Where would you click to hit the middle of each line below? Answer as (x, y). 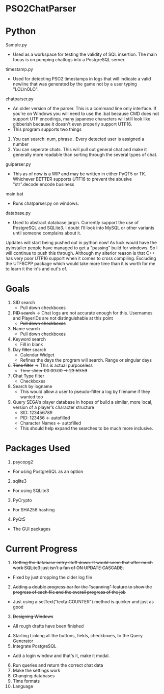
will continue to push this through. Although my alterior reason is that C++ (80, 253)
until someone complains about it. (47, 233)
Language (23, 686)
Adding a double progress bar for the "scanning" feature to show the (82, 587)
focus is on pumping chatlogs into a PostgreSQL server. (69, 60)
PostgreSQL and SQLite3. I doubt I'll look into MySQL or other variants (83, 228)
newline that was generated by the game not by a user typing (75, 84)
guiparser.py (18, 164)
